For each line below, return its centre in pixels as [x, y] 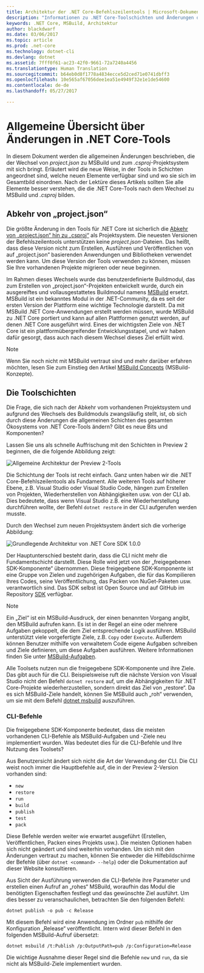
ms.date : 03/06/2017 [32, 35]
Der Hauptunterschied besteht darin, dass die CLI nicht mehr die [87, 555]
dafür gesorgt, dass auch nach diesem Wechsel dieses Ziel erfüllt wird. [95, 337]
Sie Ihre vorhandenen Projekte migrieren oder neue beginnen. [83, 267]
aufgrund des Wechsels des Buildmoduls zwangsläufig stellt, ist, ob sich [97, 414]
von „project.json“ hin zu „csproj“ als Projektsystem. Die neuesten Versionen [102, 235]
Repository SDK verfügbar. [40, 594]
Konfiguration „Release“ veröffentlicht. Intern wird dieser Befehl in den [94, 928]
